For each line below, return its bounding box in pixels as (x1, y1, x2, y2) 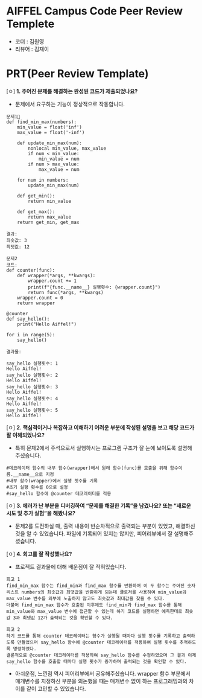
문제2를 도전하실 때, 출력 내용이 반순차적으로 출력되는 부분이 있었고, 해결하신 (14, 522, 195, 530)
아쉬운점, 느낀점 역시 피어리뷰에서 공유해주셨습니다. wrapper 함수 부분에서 (14, 670, 191, 677)
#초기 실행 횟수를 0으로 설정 (6, 484, 68, 490)
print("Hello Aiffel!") (17, 321, 77, 327)
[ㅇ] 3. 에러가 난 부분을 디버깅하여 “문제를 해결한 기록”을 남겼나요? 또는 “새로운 (6, 502, 191, 509)
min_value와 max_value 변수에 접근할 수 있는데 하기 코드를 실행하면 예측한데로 (6, 608, 183, 614)
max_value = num (38, 166, 80, 173)
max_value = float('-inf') (17, 129, 85, 135)
